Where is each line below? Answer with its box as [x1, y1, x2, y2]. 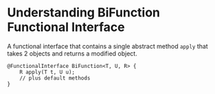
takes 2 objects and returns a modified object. [7, 49, 137, 58]
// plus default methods [19, 74, 91, 82]
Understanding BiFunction [7, 5, 160, 21]
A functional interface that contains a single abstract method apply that [7, 42, 208, 50]
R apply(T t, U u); [19, 69, 76, 75]
